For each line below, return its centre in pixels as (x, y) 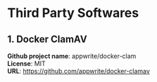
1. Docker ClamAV (47, 39)
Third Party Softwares (73, 13)
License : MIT (26, 64)
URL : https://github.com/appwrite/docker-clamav (78, 71)
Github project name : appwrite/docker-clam (72, 56)
